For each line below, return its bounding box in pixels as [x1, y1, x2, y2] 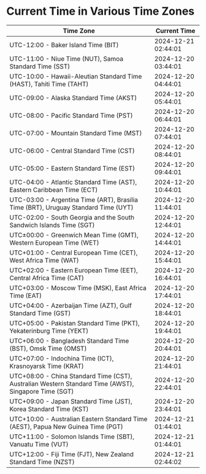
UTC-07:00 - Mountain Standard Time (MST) [9, 129, 142, 137]
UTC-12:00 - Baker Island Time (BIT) [9, 40, 119, 49]
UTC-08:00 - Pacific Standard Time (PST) [9, 111, 133, 120]
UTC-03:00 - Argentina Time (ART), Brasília [9, 195, 138, 204]
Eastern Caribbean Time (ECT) [9, 185, 98, 194]
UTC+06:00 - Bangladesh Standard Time [9, 336, 129, 345]
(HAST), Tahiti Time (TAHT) [9, 80, 89, 88]
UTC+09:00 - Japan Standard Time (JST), [9, 397, 133, 405]
